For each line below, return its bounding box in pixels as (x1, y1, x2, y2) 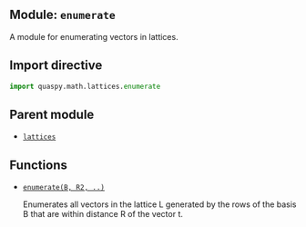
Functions (9, 157, 68, 173)
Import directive (9, 58, 103, 74)
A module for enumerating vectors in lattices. (9, 31, 179, 42)
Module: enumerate (9, 7, 116, 23)
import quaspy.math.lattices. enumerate (9, 82, 161, 91)
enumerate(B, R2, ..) (22, 183, 105, 192)
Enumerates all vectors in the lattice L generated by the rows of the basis (22, 199, 298, 210)
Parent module (9, 106, 95, 122)
